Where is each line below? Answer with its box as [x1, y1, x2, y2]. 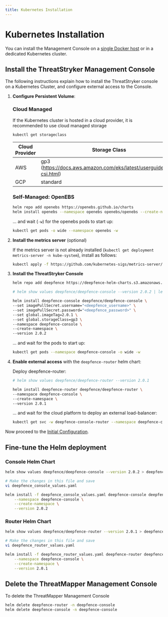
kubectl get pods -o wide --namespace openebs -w [12, 228, 118, 233]
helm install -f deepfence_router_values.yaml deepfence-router [5, 552, 142, 557]
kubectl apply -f [12, 262, 49, 267]
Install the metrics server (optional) [12, 237, 87, 243]
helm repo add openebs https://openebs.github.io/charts [12, 204, 134, 210]
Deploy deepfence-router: [12, 368, 66, 375]
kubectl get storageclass [12, 132, 66, 137]
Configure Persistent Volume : [12, 93, 76, 99]
